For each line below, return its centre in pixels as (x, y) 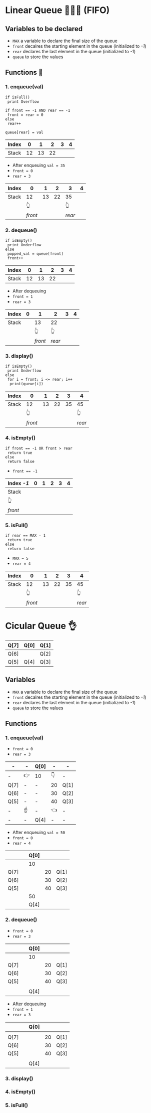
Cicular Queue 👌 (41, 626)
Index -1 (18, 483)
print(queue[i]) (26, 384)
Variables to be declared (44, 29)
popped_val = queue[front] (35, 254)
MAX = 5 (20, 558)
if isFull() (17, 97)
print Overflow (23, 102)
